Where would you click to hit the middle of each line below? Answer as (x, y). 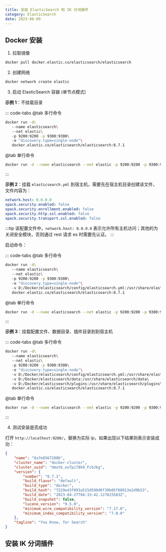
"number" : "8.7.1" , (43, 476)
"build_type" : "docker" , (48, 486)
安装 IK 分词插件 (29, 544)
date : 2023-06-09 (23, 19)
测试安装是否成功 (30, 427)
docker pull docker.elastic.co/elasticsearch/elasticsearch (68, 62)
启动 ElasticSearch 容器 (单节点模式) (49, 92)
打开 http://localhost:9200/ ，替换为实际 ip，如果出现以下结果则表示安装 (80, 438)
